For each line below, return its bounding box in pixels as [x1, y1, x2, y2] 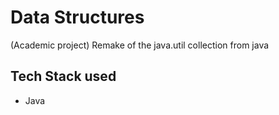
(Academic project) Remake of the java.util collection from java [10, 39, 270, 51]
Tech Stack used [10, 68, 117, 85]
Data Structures [10, 6, 145, 29]
